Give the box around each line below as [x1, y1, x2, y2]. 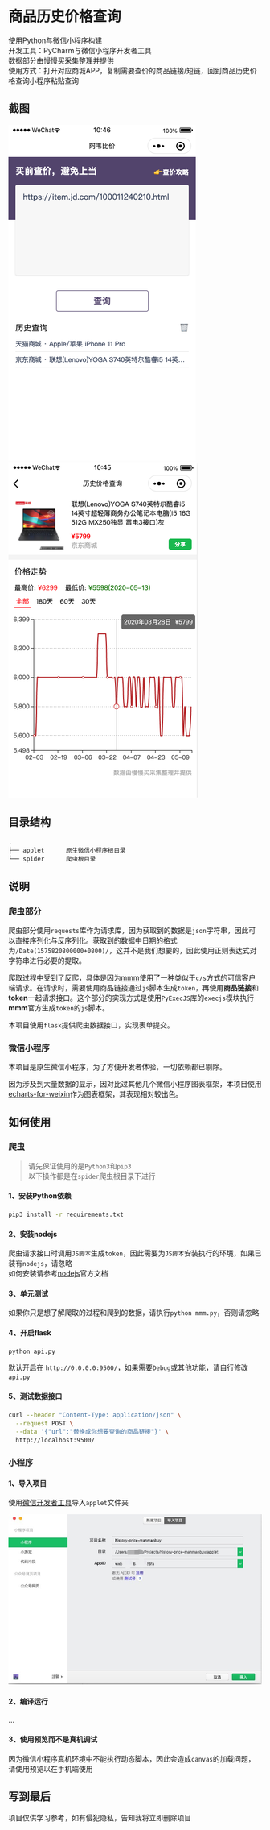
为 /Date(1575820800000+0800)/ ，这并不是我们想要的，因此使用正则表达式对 [8, 945, 257, 955]
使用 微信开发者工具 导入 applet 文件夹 [8, 1498, 129, 1508]
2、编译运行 [8, 1696, 48, 1706]
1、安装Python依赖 [8, 1191, 72, 1201]
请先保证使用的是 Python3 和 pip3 [27, 1161, 132, 1171]
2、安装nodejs [8, 1229, 58, 1239]
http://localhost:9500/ [15, 1436, 95, 1445]
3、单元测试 [8, 1288, 49, 1298]
